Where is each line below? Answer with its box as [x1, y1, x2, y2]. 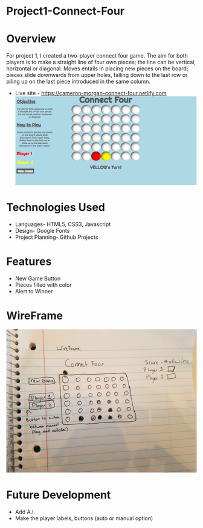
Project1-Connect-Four [6, 4, 125, 18]
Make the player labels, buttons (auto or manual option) [14, 514, 153, 522]
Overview [6, 32, 56, 46]
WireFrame [6, 309, 63, 322]
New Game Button [14, 275, 61, 282]
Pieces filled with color [14, 281, 72, 289]
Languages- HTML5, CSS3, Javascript [14, 221, 111, 228]
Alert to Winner [14, 288, 53, 295]
